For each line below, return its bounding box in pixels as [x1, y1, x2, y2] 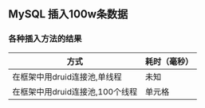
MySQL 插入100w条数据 [8, 7, 128, 21]
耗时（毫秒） [144, 56, 194, 67]
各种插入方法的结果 [8, 33, 82, 44]
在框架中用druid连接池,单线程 [12, 71, 122, 82]
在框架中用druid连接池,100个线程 [12, 86, 138, 97]
